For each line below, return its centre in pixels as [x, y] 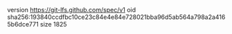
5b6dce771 [23, 24]
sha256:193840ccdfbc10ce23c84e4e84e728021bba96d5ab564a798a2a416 [116, 17]
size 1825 [54, 24]
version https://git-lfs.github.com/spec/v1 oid [72, 10]
